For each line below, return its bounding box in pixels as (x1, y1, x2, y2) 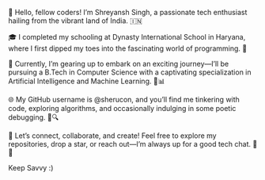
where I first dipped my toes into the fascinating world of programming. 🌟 (8, 44, 248, 53)
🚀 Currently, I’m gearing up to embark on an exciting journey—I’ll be (8, 59, 229, 68)
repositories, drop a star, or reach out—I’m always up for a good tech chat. (8, 140, 252, 148)
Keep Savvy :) (8, 163, 54, 172)
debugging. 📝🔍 (8, 113, 59, 122)
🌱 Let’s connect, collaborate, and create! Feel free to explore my (8, 131, 217, 140)
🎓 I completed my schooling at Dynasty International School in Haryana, (8, 33, 246, 41)
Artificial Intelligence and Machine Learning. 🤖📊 (8, 76, 165, 86)
